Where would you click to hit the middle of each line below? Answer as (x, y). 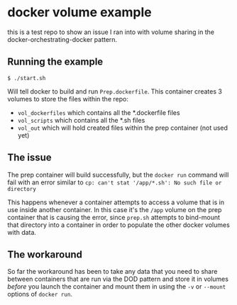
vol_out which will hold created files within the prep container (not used (123, 128)
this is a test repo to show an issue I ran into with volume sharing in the (111, 32)
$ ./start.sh (27, 78)
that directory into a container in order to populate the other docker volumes (119, 225)
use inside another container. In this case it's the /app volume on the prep (115, 209)
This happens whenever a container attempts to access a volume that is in (116, 202)
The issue (29, 158)
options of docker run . (40, 294)
